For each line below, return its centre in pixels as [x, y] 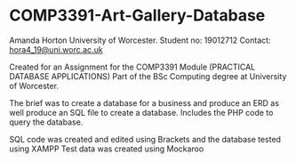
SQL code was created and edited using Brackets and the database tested [145, 139]
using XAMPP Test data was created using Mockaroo [107, 149]
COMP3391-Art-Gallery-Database [137, 16]
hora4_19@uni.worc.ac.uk [56, 49]
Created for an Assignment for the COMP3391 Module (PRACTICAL [132, 67]
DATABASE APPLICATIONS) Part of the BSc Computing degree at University [148, 76]
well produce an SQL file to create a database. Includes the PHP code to [141, 112]
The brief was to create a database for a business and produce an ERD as [144, 102]
